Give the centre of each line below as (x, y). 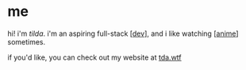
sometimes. (27, 41)
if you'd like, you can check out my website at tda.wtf (94, 57)
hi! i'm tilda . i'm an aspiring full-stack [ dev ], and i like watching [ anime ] (123, 33)
